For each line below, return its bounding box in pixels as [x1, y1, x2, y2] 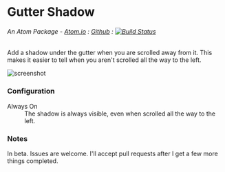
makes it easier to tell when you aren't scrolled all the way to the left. [7, 56, 202, 64]
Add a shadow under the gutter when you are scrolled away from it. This [7, 49, 213, 57]
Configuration [7, 87, 55, 96]
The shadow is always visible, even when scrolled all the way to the [24, 109, 215, 118]
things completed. [7, 156, 58, 165]
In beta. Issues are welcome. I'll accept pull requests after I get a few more [7, 149, 218, 158]
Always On [7, 102, 38, 110]
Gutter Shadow [7, 4, 95, 20]
